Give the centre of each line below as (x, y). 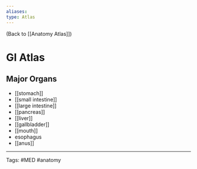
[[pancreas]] (30, 111)
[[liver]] (24, 118)
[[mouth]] (26, 130)
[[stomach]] (29, 93)
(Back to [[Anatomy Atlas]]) (39, 33)
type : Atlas (21, 17)
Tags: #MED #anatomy (34, 160)
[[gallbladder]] (32, 124)
